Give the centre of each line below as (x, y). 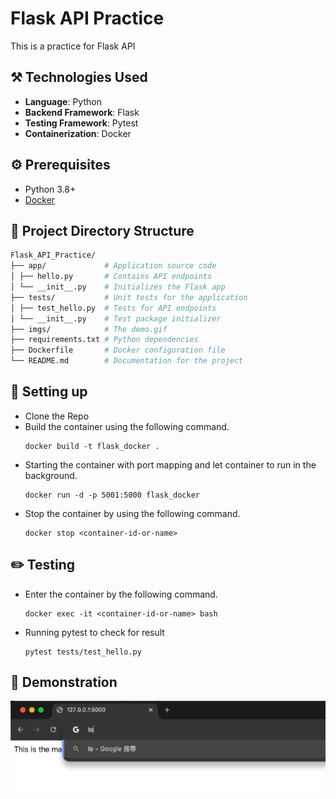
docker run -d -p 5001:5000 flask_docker (112, 495)
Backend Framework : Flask (82, 112)
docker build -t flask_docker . (92, 446)
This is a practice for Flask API (73, 46)
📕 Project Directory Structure (102, 230)
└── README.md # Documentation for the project (127, 361)
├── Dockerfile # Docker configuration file (118, 350)
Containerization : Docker (78, 133)
